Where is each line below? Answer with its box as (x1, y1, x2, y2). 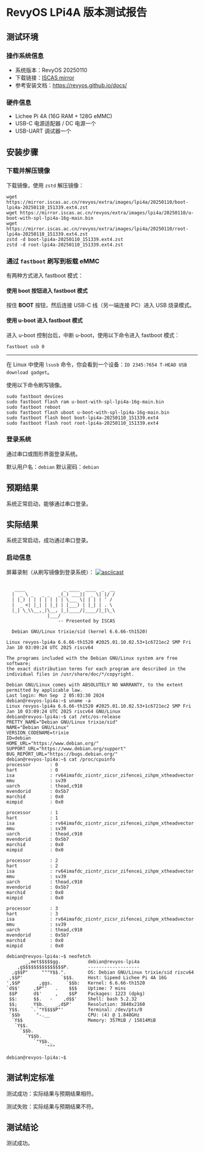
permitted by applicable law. (6, 687, 83, 693)
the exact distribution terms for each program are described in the (6, 666, 186, 672)
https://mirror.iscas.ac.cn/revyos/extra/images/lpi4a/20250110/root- (6, 226, 189, 232)
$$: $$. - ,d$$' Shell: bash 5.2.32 (8, 996, 137, 1002)
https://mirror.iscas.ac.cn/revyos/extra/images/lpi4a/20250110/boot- (6, 199, 189, 205)
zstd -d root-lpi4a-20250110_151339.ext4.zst (6, 242, 123, 248)
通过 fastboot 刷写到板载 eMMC (6, 257, 100, 265)
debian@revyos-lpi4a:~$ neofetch (6, 953, 91, 959)
